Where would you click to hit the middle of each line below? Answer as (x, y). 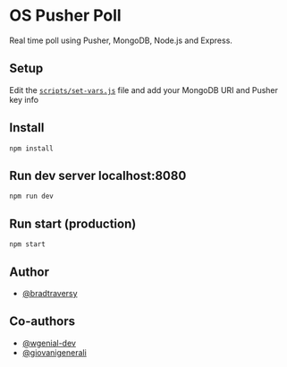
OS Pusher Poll (66, 16)
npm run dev (31, 196)
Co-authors (42, 322)
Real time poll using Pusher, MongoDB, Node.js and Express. (121, 40)
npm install (31, 149)
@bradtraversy (50, 293)
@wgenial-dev (49, 343)
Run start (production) (73, 223)
